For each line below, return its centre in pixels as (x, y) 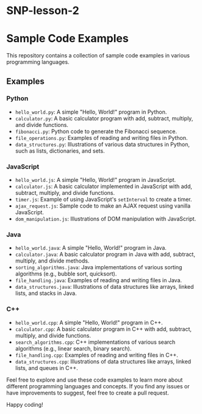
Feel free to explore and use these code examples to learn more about (95, 380)
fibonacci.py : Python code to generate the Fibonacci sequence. (96, 131)
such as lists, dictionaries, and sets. (60, 151)
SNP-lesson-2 (43, 11)
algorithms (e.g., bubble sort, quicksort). (66, 274)
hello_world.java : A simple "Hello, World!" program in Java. (91, 248)
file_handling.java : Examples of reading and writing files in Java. (98, 280)
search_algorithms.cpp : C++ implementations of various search (95, 342)
